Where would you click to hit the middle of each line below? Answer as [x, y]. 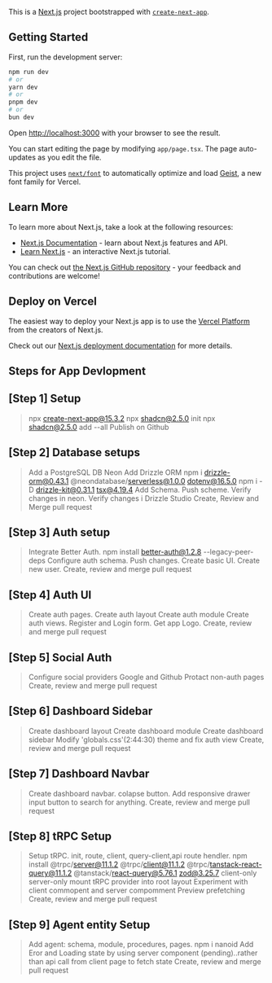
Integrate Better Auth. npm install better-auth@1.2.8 [115, 552]
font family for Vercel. [45, 182]
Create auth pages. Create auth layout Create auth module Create [139, 615]
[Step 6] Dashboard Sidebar [81, 711]
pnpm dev [23, 102]
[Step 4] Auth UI [50, 595]
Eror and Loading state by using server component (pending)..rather [143, 953]
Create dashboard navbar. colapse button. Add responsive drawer [139, 793]
